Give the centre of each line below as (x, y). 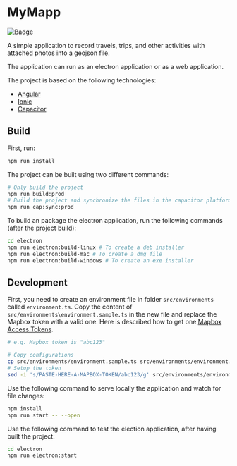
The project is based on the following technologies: (82, 80)
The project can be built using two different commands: (88, 174)
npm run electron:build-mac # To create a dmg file (85, 254)
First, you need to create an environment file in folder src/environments (110, 300)
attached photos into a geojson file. (59, 53)
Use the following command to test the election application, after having (112, 429)
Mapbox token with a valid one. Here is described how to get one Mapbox (115, 322)
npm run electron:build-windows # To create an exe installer (101, 260)
